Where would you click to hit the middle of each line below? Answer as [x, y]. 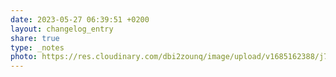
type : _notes [37, 47]
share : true [35, 38]
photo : [24, 57]
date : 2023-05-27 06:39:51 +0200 [80, 19]
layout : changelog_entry [62, 29]
